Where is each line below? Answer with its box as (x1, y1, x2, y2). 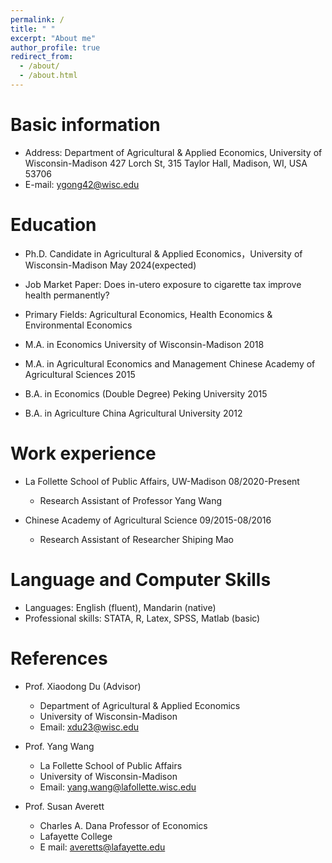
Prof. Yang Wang (24, 740, 95, 752)
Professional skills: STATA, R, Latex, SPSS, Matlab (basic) (24, 612, 261, 624)
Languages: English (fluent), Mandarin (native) (24, 601, 217, 613)
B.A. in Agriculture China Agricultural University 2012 (24, 407, 243, 419)
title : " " (10, 24, 56, 34)
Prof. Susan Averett (24, 800, 105, 812)
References (10, 647, 108, 670)
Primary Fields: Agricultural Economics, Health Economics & (24, 308, 273, 320)
